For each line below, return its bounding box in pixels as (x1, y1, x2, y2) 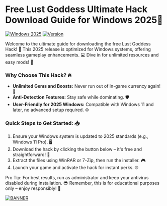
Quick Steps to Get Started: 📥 (5, 120, 80, 127)
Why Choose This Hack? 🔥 (5, 72, 72, 79)
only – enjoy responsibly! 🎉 (5, 185, 61, 191)
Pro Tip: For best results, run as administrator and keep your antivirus (5, 174, 149, 180)
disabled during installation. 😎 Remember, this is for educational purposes (5, 180, 160, 186)
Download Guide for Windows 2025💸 (5, 14, 163, 26)
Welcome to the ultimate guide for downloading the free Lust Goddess (5, 40, 151, 46)
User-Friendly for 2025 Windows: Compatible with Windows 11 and (12, 101, 154, 108)
